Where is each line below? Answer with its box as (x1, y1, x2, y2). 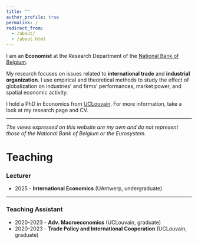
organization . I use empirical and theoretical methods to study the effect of (6, 76, 190, 83)
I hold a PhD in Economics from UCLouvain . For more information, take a (6, 100, 182, 107)
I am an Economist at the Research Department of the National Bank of (6, 53, 179, 59)
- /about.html (11, 36, 46, 42)
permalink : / (6, 19, 38, 25)
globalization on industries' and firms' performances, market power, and (6, 83, 181, 89)
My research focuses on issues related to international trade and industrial (6, 70, 190, 77)
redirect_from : (6, 25, 44, 31)
